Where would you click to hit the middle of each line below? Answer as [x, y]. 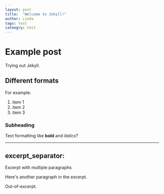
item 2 [19, 107]
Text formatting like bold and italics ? [42, 136]
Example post [33, 52]
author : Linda [20, 19]
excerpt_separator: [35, 156]
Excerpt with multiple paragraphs [38, 167]
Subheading [20, 125]
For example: [18, 92]
